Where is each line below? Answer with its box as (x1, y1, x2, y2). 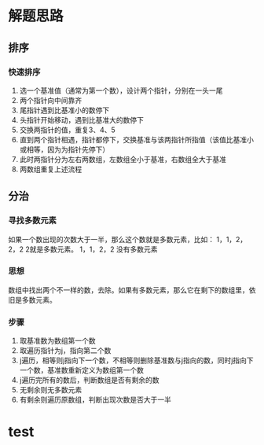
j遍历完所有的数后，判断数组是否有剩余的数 (19, 375, 159, 385)
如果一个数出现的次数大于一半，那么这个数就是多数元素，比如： (8, 234, 214, 244)
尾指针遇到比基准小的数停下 (19, 105, 110, 115)
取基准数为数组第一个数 (19, 336, 96, 346)
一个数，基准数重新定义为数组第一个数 (19, 366, 144, 375)
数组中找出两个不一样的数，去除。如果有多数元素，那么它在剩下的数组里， (8, 285, 249, 295)
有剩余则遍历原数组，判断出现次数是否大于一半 (19, 395, 171, 405)
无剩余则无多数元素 (19, 385, 82, 395)
